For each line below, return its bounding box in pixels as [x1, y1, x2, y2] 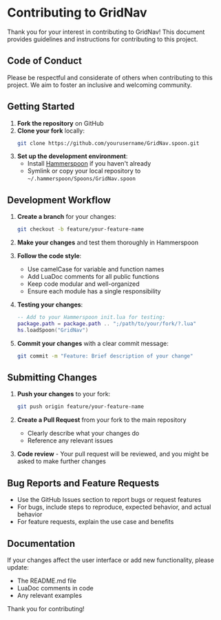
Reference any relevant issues [27, 436, 114, 445]
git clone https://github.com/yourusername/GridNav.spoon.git [17, 139, 200, 146]
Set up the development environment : [17, 152, 128, 160]
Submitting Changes [7, 371, 98, 384]
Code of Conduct [7, 55, 83, 67]
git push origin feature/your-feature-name [17, 403, 145, 410]
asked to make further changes [17, 457, 107, 465]
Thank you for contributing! [7, 604, 85, 612]
